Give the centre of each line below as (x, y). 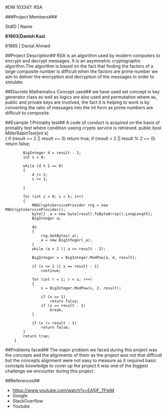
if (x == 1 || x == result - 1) (65, 266)
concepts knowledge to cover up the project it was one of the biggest (77, 366)
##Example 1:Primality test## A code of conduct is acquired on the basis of (83, 122)
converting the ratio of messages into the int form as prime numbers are (79, 107)
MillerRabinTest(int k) (27, 133)
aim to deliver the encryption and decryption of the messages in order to (80, 77)
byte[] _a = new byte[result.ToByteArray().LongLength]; (92, 214)
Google (20, 396)
